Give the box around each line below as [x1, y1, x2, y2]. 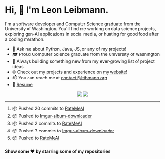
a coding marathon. [5, 36, 45, 42]
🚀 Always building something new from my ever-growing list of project [12, 58, 155, 64]
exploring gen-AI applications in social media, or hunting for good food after [5, 31, 159, 37]
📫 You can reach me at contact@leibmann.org [12, 75, 107, 80]
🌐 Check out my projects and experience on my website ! [12, 69, 128, 75]
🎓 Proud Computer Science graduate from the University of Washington [12, 51, 160, 57]
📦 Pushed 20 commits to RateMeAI [12, 106, 85, 111]
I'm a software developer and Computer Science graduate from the [5, 21, 141, 26]
